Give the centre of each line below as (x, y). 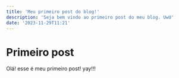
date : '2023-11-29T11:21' (38, 23)
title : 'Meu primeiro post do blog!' (53, 12)
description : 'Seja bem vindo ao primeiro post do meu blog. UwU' (90, 17)
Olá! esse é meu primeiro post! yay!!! (51, 68)
